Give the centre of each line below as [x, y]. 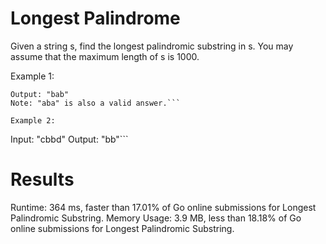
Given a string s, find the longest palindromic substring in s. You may [152, 46]
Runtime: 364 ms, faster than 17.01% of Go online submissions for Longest [163, 207]
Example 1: [32, 76]
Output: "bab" [40, 94]
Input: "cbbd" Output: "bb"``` [69, 139]
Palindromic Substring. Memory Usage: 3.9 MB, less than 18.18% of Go [156, 218]
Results [42, 179]
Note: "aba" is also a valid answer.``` [96, 103]
